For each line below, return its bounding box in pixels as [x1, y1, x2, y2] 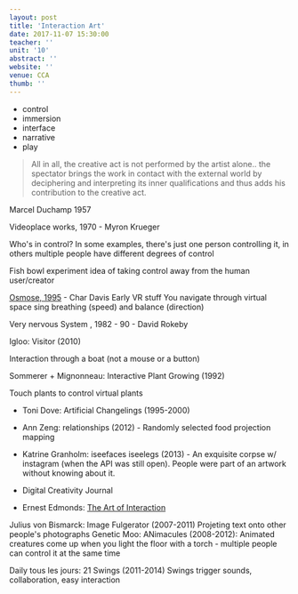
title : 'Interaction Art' [9, 21, 105, 30]
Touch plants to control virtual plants [9, 388, 144, 398]
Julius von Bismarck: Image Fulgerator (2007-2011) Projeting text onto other [9, 519, 286, 530]
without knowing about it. [21, 468, 116, 478]
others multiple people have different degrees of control [9, 248, 215, 259]
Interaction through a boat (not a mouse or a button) [9, 353, 200, 364]
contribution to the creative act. [30, 187, 147, 197]
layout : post [9, 12, 58, 22]
